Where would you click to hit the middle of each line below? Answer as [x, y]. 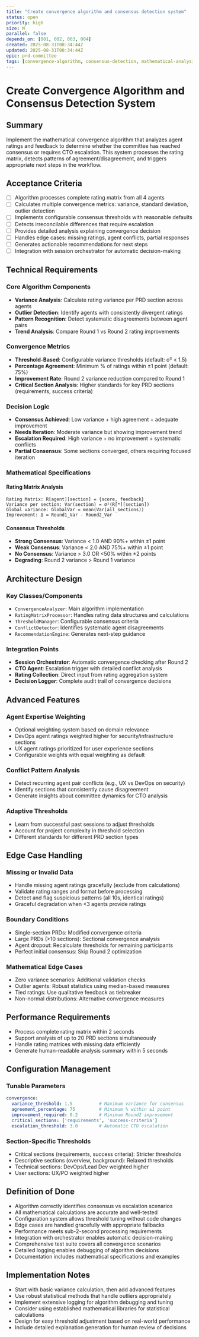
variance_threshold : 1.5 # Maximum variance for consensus [98, 1104]
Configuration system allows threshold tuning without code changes [98, 1218]
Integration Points [33, 650]
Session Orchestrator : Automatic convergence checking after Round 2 [101, 662]
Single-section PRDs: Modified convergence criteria [78, 932]
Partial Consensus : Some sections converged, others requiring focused [103, 451]
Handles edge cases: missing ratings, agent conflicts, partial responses [102, 237]
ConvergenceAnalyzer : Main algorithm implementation [79, 609]
